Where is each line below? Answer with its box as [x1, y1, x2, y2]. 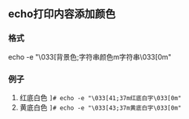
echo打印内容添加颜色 [8, 7, 116, 21]
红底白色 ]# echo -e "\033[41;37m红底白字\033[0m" [19, 92, 182, 102]
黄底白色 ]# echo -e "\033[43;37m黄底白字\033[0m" [19, 103, 182, 112]
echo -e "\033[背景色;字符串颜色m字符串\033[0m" [8, 52, 172, 61]
